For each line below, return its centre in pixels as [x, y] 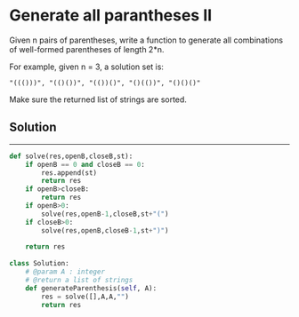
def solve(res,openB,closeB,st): [71, 156]
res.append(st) [69, 173]
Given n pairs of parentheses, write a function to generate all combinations [146, 40]
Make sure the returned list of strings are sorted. [98, 99]
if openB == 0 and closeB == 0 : [85, 164]
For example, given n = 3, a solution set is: [87, 67]
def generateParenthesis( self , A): [91, 288]
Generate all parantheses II [111, 16]
